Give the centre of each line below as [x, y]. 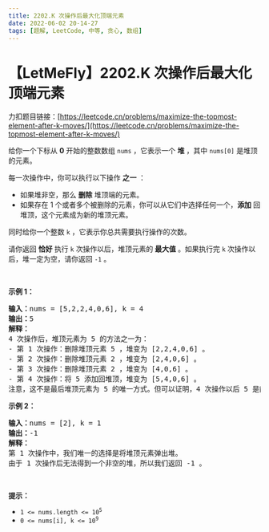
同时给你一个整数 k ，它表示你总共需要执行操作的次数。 [100, 232]
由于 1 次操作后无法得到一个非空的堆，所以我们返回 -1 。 [107, 463]
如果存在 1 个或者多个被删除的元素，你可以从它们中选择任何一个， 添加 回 [140, 205]
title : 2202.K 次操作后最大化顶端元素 [66, 16]
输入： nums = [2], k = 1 [55, 423]
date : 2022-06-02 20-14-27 [53, 23]
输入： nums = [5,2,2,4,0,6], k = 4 [76, 309]
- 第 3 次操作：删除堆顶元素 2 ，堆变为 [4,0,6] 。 [100, 369]
